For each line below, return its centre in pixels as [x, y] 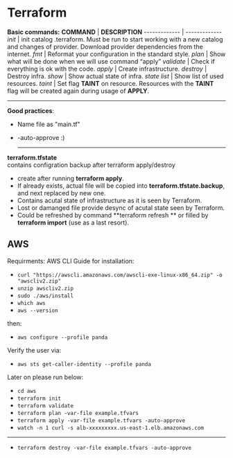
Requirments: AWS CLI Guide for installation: [71, 261]
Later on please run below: [45, 377]
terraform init [39, 398]
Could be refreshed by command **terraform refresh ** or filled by [113, 215]
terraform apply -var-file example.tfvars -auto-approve [101, 421]
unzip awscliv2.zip [45, 288]
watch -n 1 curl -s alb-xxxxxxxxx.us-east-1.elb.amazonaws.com [111, 428]
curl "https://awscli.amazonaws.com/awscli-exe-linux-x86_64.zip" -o [120, 275]
